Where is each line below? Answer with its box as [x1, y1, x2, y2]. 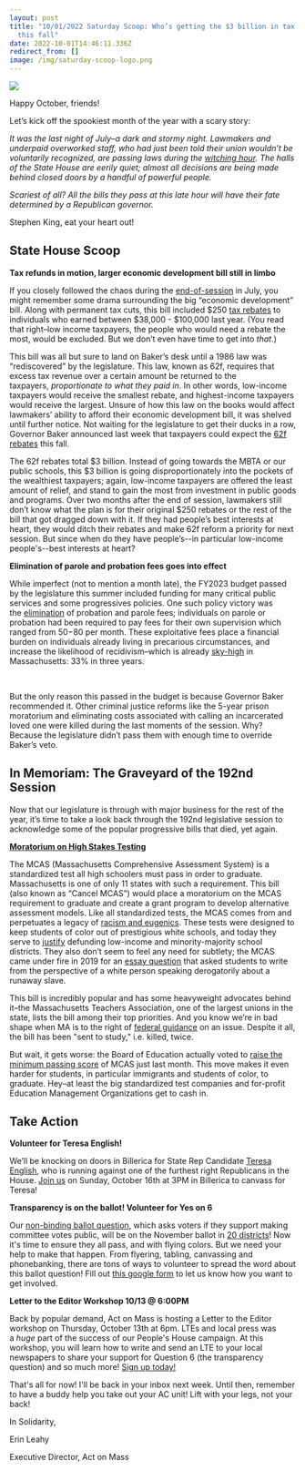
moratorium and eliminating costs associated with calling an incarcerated [9, 710, 284, 720]
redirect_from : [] [9, 47, 79, 56]
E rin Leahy [9, 1434, 50, 1445]
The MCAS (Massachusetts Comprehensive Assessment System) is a [9, 858, 270, 870]
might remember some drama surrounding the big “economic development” [9, 294, 294, 305]
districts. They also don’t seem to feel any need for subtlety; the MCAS [9, 945, 275, 956]
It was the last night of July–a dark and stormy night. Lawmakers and [9, 133, 271, 144]
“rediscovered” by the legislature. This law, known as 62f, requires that [9, 361, 275, 372]
